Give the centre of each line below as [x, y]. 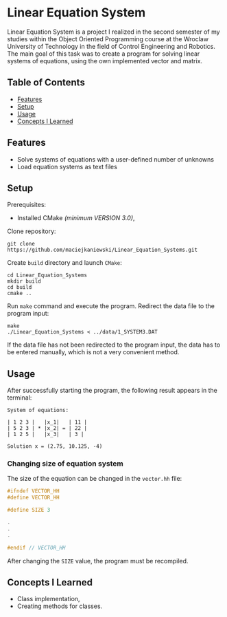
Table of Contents [46, 83]
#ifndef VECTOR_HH [33, 491]
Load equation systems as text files [67, 166]
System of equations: [38, 411]
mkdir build [24, 281]
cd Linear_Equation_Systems [47, 275]
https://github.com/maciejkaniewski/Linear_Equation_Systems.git [102, 250]
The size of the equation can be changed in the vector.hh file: [95, 479]
